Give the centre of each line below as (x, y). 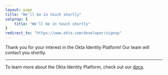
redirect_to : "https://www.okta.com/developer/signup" (63, 33)
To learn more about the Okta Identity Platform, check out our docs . (75, 67)
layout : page (19, 10)
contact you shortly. (26, 52)
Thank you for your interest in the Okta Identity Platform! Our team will (77, 47)
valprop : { (16, 19)
